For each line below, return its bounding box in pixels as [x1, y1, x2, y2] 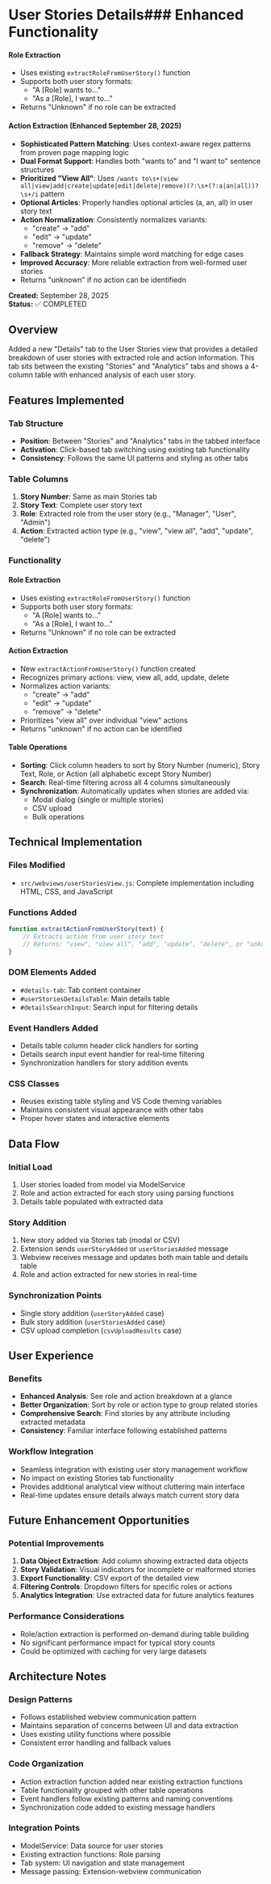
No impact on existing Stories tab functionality [19, 1473, 174, 1482]
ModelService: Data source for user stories [19, 1840, 164, 1850]
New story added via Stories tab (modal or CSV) [19, 1235, 181, 1245]
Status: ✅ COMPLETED [8, 299, 87, 309]
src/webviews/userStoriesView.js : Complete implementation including [19, 878, 254, 887]
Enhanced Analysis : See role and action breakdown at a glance [19, 1392, 232, 1401]
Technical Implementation [8, 835, 143, 849]
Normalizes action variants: [19, 681, 111, 690]
